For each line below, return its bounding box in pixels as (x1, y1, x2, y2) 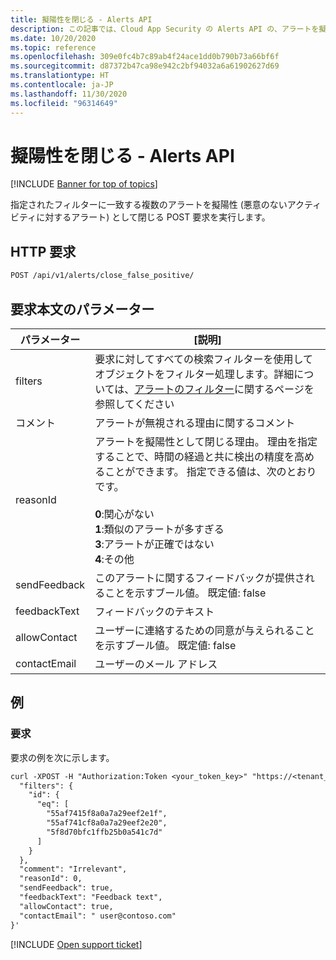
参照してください (94, 397, 175, 411)
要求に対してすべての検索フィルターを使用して (94, 352, 314, 366)
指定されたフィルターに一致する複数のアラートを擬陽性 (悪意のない (10, 199, 288, 211)
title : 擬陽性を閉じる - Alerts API (10, 14, 153, 25)
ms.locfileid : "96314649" (10, 98, 118, 108)
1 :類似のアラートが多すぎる (94, 522, 225, 536)
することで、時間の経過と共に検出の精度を (94, 449, 295, 463)
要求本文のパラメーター (10, 301, 155, 318)
